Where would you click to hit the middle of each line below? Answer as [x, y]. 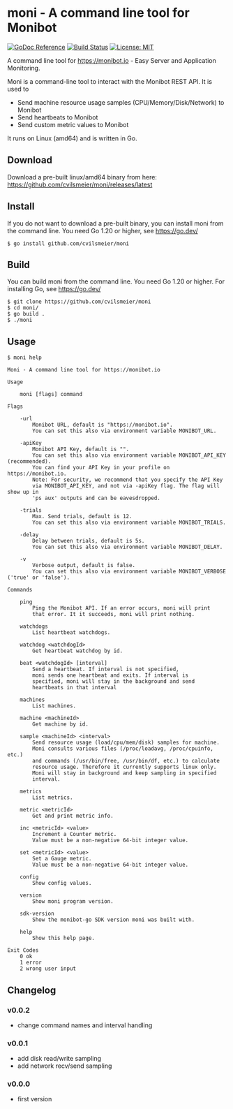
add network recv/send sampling [65, 1066]
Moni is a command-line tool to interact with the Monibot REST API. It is [110, 81]
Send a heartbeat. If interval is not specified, [106, 669]
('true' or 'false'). [39, 578]
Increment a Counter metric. [75, 835]
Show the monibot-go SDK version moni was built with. [114, 920]
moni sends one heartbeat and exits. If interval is [111, 675]
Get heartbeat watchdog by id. [78, 651]
